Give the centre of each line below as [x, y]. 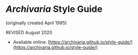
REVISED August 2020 [29, 32]
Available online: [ [31, 42]
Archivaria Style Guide [54, 9]
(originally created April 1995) [36, 23]
